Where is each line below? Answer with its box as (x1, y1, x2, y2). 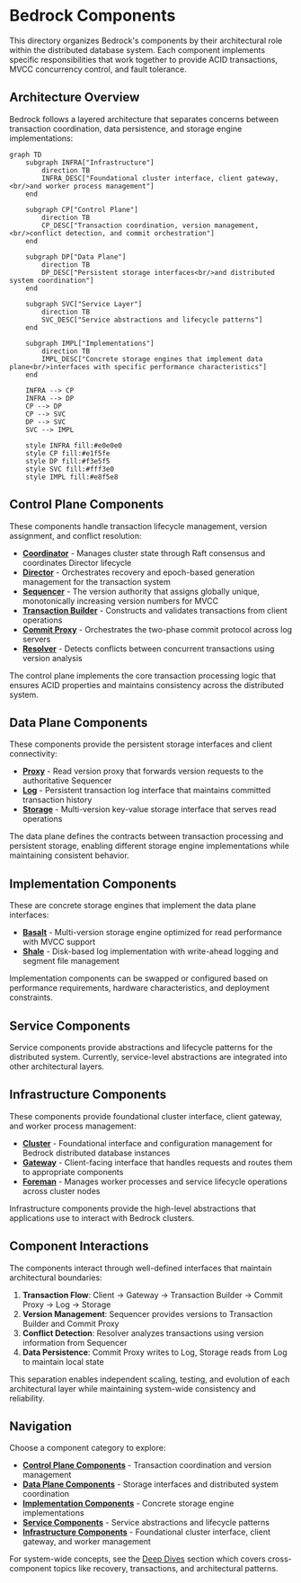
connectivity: (9, 748, 58, 759)
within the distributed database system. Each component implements (9, 44, 266, 55)
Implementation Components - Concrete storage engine (22, 1498, 235, 1509)
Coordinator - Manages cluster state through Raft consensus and (22, 547, 266, 558)
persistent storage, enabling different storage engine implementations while (9, 841, 290, 852)
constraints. (9, 992, 54, 1003)
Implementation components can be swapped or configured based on (9, 973, 269, 984)
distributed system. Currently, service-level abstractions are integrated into (9, 1052, 288, 1062)
